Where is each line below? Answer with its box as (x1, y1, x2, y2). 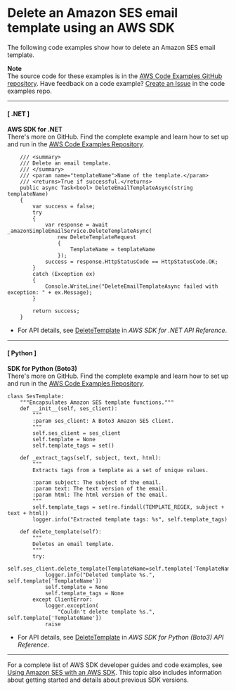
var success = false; (32, 203, 96, 210)
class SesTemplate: (7, 393, 65, 400)
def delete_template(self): (20, 528, 102, 535)
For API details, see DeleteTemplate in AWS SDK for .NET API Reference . (17, 326, 228, 335)
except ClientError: (32, 596, 93, 603)
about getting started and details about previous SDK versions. (7, 676, 189, 684)
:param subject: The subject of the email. (32, 479, 162, 486)
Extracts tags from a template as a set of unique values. (32, 467, 209, 474)
